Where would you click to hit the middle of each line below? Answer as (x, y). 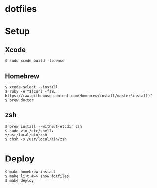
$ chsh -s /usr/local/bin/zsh (36, 139)
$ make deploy (20, 180)
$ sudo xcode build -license (35, 61)
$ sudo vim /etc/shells (29, 131)
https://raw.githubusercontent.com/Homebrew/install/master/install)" (79, 96)
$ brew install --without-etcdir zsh (44, 126)
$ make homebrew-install (30, 172)
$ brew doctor (20, 100)
